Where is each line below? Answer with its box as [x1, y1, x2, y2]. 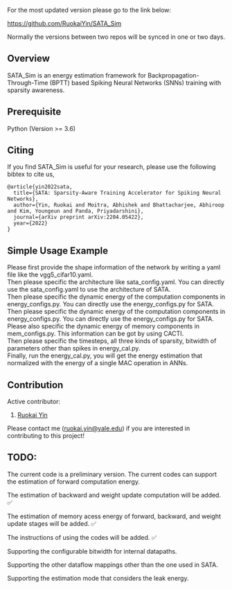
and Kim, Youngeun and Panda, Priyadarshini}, [7, 208, 144, 215]
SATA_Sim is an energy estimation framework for [7, 71, 147, 79]
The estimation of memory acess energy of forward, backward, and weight [7, 512, 222, 520]
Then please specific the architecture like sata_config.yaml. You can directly [7, 278, 225, 286]
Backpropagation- [148, 71, 199, 79]
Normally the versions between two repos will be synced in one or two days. [7, 33, 226, 41]
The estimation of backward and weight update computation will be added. [7, 491, 222, 499]
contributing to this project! [7, 432, 85, 440]
